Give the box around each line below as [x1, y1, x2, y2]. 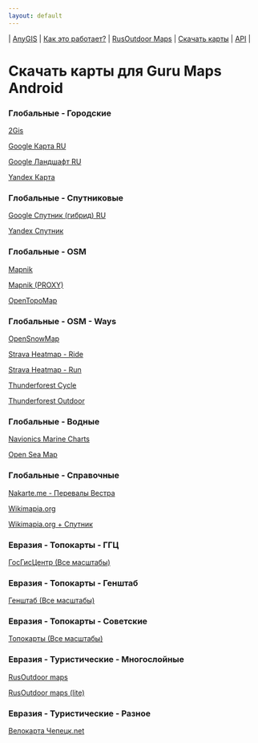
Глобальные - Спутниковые [8, 193, 124, 204]
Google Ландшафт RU [8, 157, 82, 167]
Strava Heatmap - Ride [8, 350, 84, 359]
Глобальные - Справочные [8, 470, 120, 481]
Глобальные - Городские [8, 108, 112, 119]
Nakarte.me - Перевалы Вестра [8, 488, 115, 497]
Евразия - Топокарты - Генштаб [8, 577, 139, 588]
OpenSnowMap [8, 334, 60, 343]
